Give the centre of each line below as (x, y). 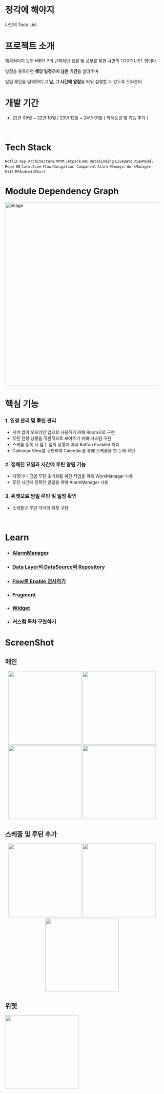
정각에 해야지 (30, 10)
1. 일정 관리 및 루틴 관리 (31, 421)
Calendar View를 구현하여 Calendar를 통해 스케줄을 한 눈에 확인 (73, 451)
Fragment (24, 595)
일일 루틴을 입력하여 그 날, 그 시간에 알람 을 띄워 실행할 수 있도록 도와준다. (74, 81)
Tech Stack (28, 147)
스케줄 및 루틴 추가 (31, 834)
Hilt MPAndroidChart (25, 172)
